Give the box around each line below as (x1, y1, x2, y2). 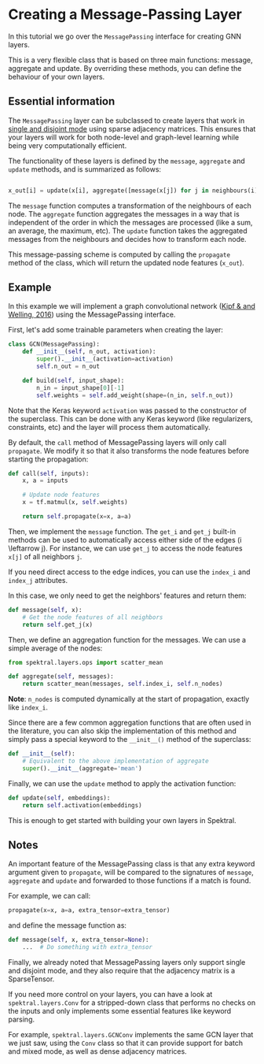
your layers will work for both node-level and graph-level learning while (8, 132, 240, 142)
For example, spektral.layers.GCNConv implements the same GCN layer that (8, 1030, 254, 1039)
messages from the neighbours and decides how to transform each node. (8, 234, 247, 243)
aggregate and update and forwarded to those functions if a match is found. (8, 876, 251, 885)
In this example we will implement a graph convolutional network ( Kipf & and (8, 302, 255, 311)
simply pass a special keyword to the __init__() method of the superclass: (8, 735, 251, 744)
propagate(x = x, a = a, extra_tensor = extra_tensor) (8, 906, 170, 914)
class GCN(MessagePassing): (8, 340, 101, 348)
